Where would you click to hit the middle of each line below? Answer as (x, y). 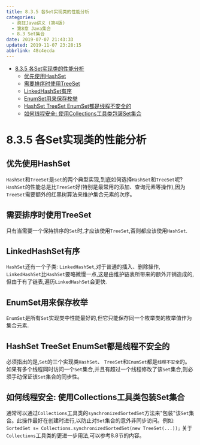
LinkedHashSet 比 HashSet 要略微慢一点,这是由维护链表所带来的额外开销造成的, (100, 274)
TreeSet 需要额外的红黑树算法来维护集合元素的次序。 (71, 194)
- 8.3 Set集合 (28, 34)
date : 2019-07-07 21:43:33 (40, 40)
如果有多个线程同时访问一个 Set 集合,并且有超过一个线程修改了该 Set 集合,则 (97, 369)
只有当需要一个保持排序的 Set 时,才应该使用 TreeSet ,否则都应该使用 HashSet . (97, 231)
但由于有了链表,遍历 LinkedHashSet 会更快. (57, 281)
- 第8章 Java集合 (31, 28)
